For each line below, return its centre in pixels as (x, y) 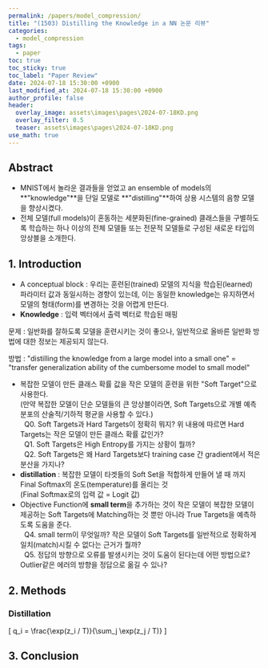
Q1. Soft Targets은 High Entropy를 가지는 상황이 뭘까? (110, 444)
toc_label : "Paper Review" (53, 75)
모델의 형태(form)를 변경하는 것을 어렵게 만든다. (94, 304)
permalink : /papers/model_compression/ (75, 16)
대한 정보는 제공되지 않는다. (66, 341)
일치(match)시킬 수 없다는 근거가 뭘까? (80, 545)
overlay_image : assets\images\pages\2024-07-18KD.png (107, 113)
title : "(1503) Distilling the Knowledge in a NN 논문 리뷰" (109, 23)
